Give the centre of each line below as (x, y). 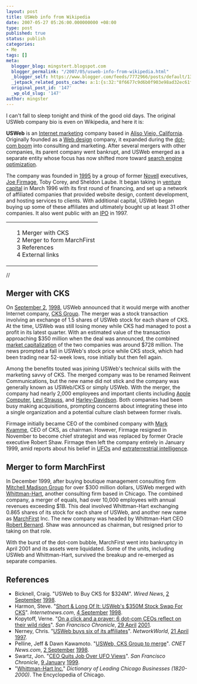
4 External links (38, 255)
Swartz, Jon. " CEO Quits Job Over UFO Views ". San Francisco (90, 656)
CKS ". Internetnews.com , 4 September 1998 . (69, 612)
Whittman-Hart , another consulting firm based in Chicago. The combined (94, 494)
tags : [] (17, 55)
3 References (35, 247)
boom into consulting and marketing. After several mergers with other (102, 145)
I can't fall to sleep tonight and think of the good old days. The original (91, 116)
